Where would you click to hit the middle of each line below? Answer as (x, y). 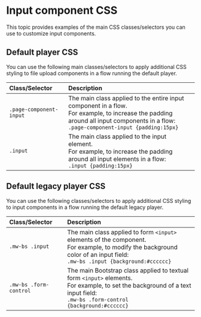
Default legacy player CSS (56, 186)
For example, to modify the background (122, 247)
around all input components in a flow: (122, 121)
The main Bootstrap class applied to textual (127, 270)
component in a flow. (98, 106)
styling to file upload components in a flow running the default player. (92, 73)
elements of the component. (106, 240)
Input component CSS (62, 11)
